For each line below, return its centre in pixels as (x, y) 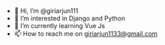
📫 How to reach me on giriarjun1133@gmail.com (86, 34)
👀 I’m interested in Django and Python (70, 18)
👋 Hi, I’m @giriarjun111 (46, 11)
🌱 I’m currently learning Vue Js (60, 26)
